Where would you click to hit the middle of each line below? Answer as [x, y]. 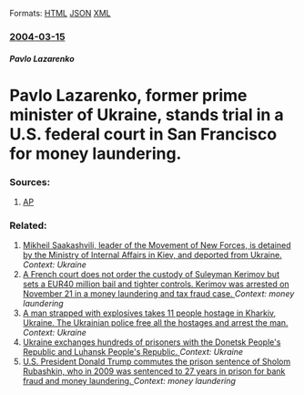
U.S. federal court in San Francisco [143, 134]
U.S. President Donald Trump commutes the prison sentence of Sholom [157, 362]
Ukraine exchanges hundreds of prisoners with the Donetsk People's [152, 342]
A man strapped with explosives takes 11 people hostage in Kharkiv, [149, 313]
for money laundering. [96, 153]
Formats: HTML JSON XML [60, 13]
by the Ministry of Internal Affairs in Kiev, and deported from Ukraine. [152, 255]
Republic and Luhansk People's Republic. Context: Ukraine [133, 352]
